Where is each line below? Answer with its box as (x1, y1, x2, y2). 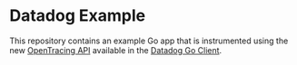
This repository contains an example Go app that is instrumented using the (9, 35, 289, 46)
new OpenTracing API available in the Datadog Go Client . (9, 44, 223, 55)
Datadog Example (9, 5, 146, 26)
